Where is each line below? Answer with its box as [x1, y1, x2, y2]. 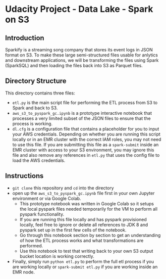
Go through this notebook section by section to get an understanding [19, 232, 161, 238]
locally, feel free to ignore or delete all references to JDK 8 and [19, 222, 148, 228]
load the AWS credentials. [12, 157, 65, 163]
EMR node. [12, 269, 35, 275]
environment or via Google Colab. [12, 195, 81, 201]
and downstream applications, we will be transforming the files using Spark [5, 57, 159, 63]
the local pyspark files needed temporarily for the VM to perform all [19, 206, 158, 212]
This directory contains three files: [5, 90, 75, 96]
